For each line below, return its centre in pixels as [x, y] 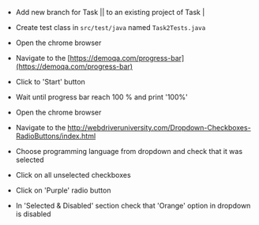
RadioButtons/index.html [56, 136]
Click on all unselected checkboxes [73, 175]
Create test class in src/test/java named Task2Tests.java [111, 27]
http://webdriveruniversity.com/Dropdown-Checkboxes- [159, 127]
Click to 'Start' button [50, 82]
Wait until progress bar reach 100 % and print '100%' [101, 97]
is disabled [33, 214]
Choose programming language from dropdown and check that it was [129, 151]
